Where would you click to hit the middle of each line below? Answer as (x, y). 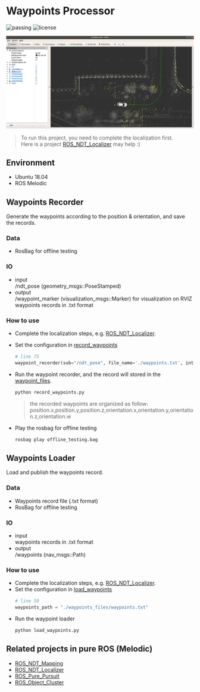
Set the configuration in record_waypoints (66, 345)
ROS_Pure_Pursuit (37, 676)
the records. (21, 223)
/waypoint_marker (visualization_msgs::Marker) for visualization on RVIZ (103, 299)
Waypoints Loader (41, 458)
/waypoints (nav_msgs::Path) (50, 554)
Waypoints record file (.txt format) (56, 501)
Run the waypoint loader (45, 619)
